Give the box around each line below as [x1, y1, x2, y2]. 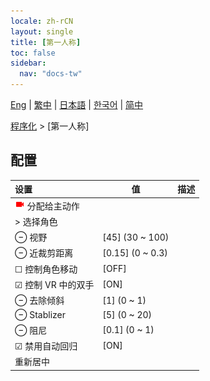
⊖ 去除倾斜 [14, 295, 65, 307]
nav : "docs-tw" [19, 69, 83, 79]
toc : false [10, 48, 56, 58]
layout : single [10, 26, 74, 37]
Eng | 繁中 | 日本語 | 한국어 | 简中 [10, 99, 144, 110]
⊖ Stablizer [14, 309, 67, 321]
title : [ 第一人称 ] [10, 37, 82, 47]
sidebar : [10, 58, 47, 69]
